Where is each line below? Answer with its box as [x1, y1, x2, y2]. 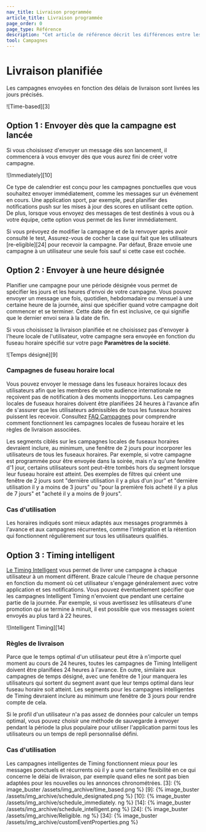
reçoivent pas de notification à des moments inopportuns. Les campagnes [6, 393, 194, 400]
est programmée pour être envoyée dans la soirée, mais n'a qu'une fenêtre [6, 457, 196, 464]
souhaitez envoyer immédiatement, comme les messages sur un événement [6, 190, 199, 197]
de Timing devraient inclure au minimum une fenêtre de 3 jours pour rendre [6, 692, 197, 700]
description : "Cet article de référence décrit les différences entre [6, 32, 191, 38]
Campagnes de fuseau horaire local [6, 366, 115, 375]
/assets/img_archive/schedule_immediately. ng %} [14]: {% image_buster [6, 799, 191, 806]
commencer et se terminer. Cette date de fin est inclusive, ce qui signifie [6, 308, 190, 315]
